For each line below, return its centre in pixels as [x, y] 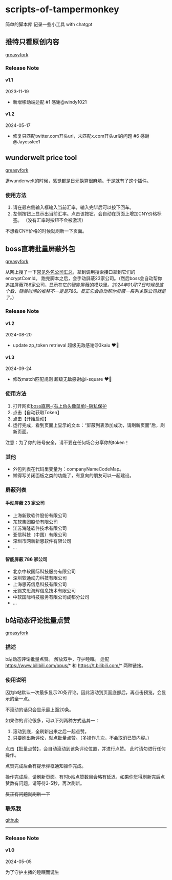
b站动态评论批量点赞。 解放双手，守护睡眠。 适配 [57, 659]
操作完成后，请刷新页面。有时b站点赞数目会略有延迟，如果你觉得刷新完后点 [85, 777]
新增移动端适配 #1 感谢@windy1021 [50, 102]
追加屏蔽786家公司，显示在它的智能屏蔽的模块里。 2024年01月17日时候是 [82, 285]
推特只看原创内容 [32, 42]
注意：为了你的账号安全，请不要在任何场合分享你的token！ [67, 442]
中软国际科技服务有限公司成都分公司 [51, 597]
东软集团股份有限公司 [35, 522]
